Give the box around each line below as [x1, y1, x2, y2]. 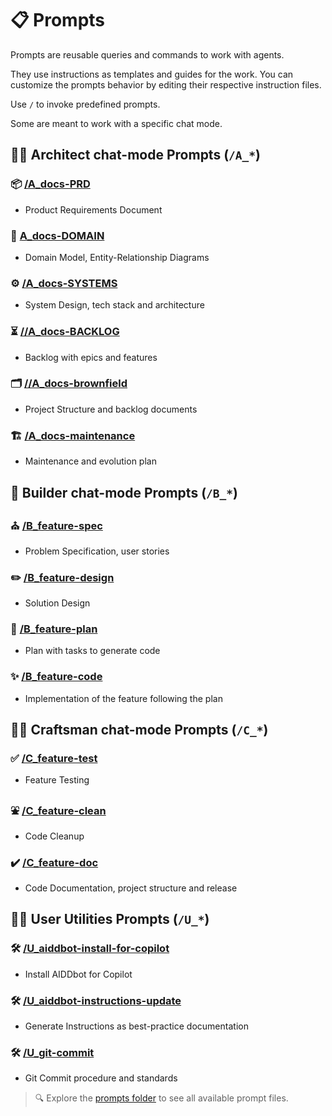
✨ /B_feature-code [10, 670, 103, 684]
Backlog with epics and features [24, 351, 158, 363]
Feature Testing [24, 774, 90, 786]
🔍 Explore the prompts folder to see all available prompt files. [34, 1092, 289, 1104]
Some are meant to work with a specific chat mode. [10, 117, 223, 129]
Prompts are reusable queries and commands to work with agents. [10, 48, 285, 61]
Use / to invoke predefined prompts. [10, 98, 161, 110]
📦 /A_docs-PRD [10, 177, 91, 191]
